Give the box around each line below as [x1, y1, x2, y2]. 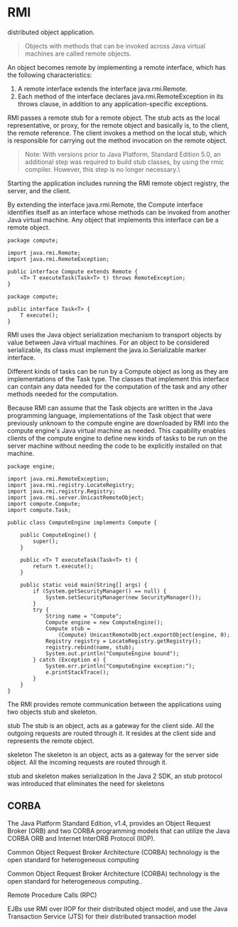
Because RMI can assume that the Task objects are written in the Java [7, 404, 213, 412]
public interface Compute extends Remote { [7, 268, 139, 275]
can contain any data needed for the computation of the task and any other [7, 382, 227, 391]
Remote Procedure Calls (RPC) [7, 891, 97, 899]
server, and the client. [7, 186, 71, 195]
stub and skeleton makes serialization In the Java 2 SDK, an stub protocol [7, 772, 222, 780]
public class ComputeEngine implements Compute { [7, 518, 158, 526]
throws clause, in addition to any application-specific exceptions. [17, 99, 208, 108]
